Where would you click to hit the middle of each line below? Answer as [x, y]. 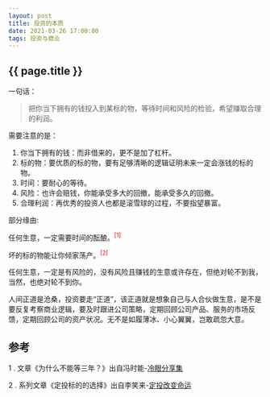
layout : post [30, 16]
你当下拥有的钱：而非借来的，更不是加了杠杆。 [98, 153]
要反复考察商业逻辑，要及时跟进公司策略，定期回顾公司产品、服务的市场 [128, 309]
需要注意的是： [33, 136]
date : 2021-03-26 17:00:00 [54, 31]
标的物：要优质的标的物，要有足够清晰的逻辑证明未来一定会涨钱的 [129, 163]
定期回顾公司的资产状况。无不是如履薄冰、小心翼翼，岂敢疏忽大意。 [135, 320]
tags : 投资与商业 [34, 38]
